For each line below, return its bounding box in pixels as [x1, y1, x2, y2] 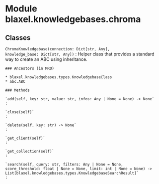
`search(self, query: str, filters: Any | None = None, [5, 162, 123, 167]
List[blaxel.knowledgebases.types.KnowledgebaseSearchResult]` [5, 171, 139, 176]
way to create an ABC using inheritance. [5, 56, 88, 62]
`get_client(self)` [5, 136, 46, 141]
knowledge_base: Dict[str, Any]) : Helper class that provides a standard [5, 51, 155, 57]
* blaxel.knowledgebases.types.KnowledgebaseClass [5, 75, 112, 80]
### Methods [5, 88, 30, 93]
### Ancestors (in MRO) [5, 66, 55, 71]
